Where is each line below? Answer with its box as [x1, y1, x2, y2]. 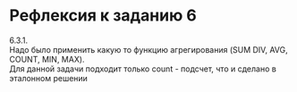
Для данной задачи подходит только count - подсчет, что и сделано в [9, 63, 277, 74]
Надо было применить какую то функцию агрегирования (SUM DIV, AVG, [9, 44, 288, 54]
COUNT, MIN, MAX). [9, 54, 85, 64]
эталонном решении [9, 72, 88, 83]
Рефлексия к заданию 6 [9, 5, 197, 26]
